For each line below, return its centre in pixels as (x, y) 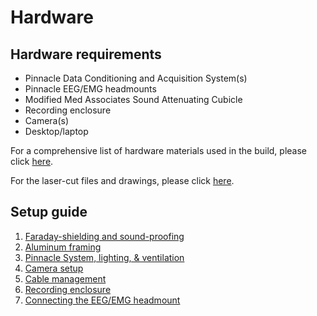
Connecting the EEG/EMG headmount (102, 300)
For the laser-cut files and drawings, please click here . (122, 180)
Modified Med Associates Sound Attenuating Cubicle (133, 99)
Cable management (65, 278)
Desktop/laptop (56, 131)
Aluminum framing (63, 247)
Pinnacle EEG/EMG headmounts (90, 89)
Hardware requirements (86, 54)
